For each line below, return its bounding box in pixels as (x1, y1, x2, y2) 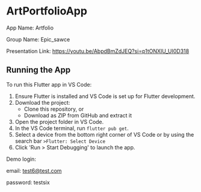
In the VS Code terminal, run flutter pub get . (14, 125, 129, 132)
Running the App (6, 65, 71, 75)
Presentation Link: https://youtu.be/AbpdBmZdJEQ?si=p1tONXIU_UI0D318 (6, 47, 190, 55)
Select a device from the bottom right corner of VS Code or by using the (14, 131, 194, 138)
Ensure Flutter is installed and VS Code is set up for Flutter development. (14, 92, 196, 100)
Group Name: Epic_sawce (6, 36, 70, 43)
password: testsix (6, 179, 50, 186)
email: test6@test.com (6, 167, 62, 174)
